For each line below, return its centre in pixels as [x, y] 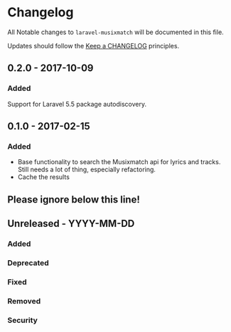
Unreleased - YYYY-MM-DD [71, 224]
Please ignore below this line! [74, 199]
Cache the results [43, 177]
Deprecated [28, 262]
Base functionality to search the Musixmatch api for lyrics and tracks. [119, 162]
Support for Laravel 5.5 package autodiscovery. [77, 104]
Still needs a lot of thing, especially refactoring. [87, 170]
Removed [24, 301]
